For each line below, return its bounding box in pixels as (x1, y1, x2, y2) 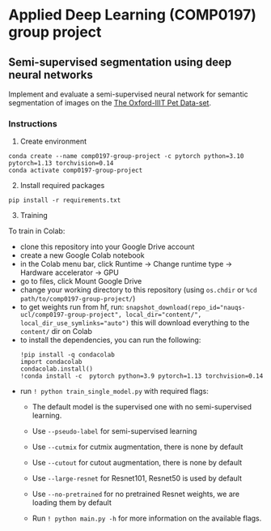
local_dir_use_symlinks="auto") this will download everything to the (19, 318, 250, 328)
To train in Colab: (8, 226, 66, 236)
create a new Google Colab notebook (19, 251, 145, 260)
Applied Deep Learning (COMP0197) (8, 6, 257, 24)
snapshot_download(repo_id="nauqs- (125, 304, 246, 312)
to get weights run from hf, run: (19, 302, 125, 312)
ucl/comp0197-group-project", (19, 310, 123, 319)
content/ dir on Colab (19, 327, 93, 336)
